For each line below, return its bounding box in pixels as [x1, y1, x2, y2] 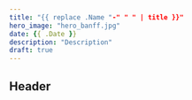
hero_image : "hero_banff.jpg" [9, 21, 121, 30]
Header [9, 79, 51, 94]
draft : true [9, 46, 53, 55]
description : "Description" [9, 37, 113, 47]
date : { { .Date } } [9, 29, 77, 38]
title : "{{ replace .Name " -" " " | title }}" [9, 12, 184, 22]
